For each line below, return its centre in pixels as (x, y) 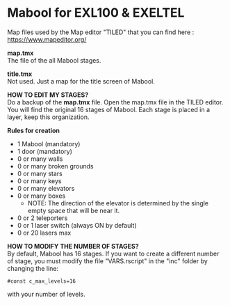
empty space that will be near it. (74, 210)
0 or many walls (40, 159)
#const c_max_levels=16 (42, 281)
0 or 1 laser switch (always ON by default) (77, 225)
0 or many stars (40, 173)
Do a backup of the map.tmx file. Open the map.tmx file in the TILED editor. (115, 102)
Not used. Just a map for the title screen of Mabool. (81, 81)
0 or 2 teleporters (42, 218)
